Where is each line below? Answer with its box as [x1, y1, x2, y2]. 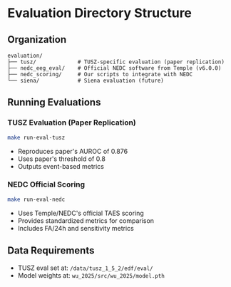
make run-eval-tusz [7, 134, 66, 141]
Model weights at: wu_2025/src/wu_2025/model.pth [17, 271, 165, 279]
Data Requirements [7, 244, 95, 257]
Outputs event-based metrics [17, 162, 105, 170]
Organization [7, 33, 66, 46]
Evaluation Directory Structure [7, 5, 192, 21]
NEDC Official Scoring [7, 179, 86, 189]
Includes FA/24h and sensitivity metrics [17, 224, 134, 232]
